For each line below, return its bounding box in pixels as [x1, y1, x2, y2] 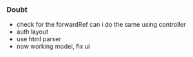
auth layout [16, 27, 49, 36]
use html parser [16, 35, 61, 43]
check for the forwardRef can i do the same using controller [16, 21, 187, 29]
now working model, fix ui [16, 43, 90, 51]
